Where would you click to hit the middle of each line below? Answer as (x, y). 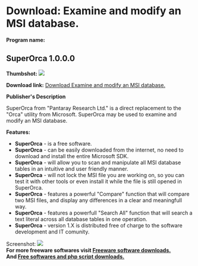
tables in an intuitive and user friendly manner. (72, 169)
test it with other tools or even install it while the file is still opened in (98, 181)
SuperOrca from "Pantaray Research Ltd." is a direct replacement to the (94, 108)
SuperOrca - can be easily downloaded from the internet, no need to (99, 150)
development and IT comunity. (52, 232)
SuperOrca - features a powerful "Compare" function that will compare (102, 194)
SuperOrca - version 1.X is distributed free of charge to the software (98, 225)
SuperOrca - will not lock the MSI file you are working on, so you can (100, 175)
